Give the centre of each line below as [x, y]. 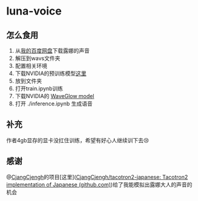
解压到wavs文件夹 [38, 58]
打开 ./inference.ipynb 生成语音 [54, 104]
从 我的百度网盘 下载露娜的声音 [52, 51]
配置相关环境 [31, 66]
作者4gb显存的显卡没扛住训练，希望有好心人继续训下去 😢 [78, 140]
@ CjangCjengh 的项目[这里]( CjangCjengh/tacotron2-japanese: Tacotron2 [97, 177]
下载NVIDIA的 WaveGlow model [54, 96]
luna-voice [34, 11]
